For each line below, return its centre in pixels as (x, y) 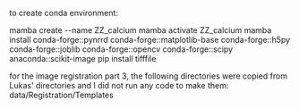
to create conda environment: (64, 13)
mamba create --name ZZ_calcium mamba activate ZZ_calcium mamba (141, 30)
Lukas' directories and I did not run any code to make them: (119, 85)
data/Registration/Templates (61, 95)
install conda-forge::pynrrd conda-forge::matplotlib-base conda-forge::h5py (150, 40)
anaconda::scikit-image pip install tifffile (83, 59)
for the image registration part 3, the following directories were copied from (149, 76)
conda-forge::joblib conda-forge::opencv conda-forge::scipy (121, 49)
